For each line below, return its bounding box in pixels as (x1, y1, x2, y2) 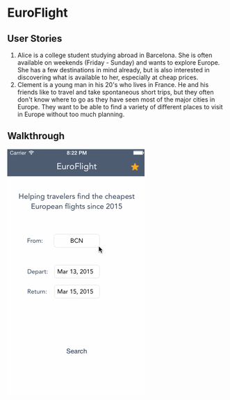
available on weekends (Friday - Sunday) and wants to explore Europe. (17, 58, 220, 67)
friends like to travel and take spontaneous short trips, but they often (17, 88, 214, 96)
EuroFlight (7, 5, 68, 21)
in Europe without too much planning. (17, 110, 125, 118)
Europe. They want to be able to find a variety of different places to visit (17, 103, 224, 111)
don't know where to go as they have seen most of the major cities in (17, 95, 215, 104)
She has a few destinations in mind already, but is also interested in (17, 66, 210, 74)
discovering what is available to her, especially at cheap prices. (17, 73, 199, 81)
